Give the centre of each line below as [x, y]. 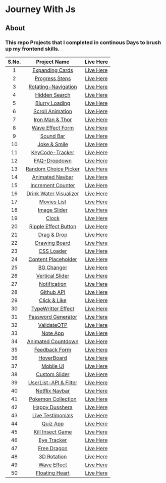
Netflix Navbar [53, 390]
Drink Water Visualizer [53, 193]
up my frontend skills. [33, 49]
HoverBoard [53, 358]
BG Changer [53, 268]
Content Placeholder [53, 259]
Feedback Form [53, 349]
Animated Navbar [53, 177]
